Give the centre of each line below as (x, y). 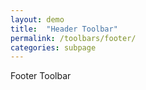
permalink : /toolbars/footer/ (73, 38)
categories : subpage (53, 47)
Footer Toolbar (41, 76)
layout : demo (37, 19)
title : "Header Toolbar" (64, 29)
